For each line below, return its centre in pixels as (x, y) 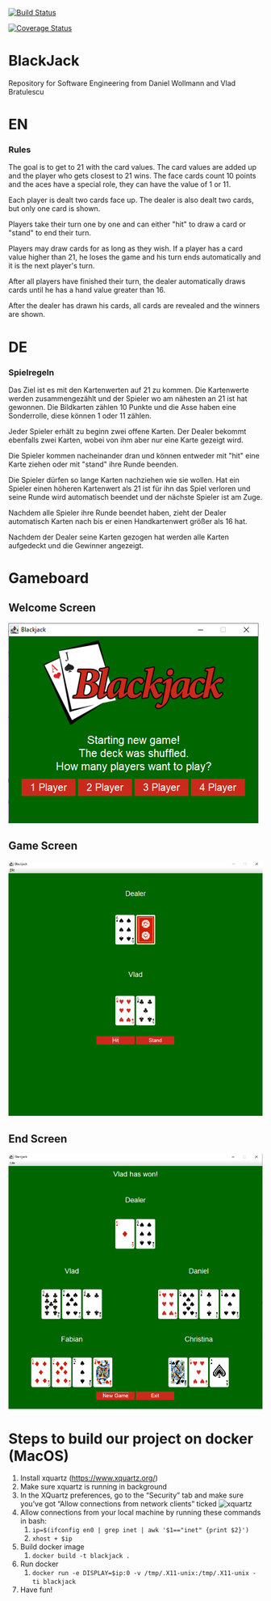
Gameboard (49, 579)
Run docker (39, 1564)
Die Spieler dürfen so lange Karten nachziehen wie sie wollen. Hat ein (124, 479)
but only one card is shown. (54, 209)
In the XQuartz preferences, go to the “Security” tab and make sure (132, 1495)
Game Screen (43, 846)
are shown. (27, 315)
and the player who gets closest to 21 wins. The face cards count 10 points (132, 176)
